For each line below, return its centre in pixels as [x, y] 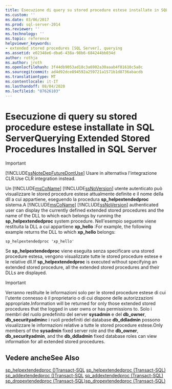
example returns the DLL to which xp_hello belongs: [60, 232]
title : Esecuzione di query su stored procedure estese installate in [82, 10]
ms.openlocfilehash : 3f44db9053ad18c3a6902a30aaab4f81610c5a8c [74, 67]
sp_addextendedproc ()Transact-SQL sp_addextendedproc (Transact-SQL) [84, 376]
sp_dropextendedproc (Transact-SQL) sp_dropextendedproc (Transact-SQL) [85, 381]
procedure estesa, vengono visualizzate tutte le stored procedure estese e [84, 256]
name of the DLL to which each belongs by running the [63, 216]
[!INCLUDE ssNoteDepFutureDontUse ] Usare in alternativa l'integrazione [81, 173]
